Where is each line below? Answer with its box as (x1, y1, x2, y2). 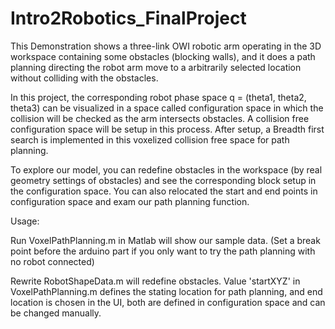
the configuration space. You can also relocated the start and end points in (10, 185, 318, 197)
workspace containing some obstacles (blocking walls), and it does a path (10, 50, 316, 62)
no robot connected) (10, 255, 95, 267)
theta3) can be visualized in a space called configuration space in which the (10, 102, 324, 114)
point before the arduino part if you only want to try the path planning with (10, 245, 316, 257)
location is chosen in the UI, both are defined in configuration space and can (10, 296, 326, 308)
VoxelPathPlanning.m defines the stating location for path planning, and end (10, 285, 323, 297)
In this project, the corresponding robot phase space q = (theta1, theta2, (10, 91, 307, 103)
